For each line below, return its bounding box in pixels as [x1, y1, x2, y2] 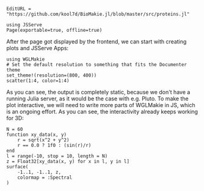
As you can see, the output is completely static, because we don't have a [6, 89, 191, 95]
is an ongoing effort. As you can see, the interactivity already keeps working [6, 108, 199, 115]
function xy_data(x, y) [6, 132, 67, 138]
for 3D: [6, 114, 24, 122]
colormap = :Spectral [17, 174, 72, 181]
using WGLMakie [6, 56, 45, 62]
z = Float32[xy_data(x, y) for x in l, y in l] [6, 159, 130, 165]
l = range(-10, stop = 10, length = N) [6, 153, 108, 159]
